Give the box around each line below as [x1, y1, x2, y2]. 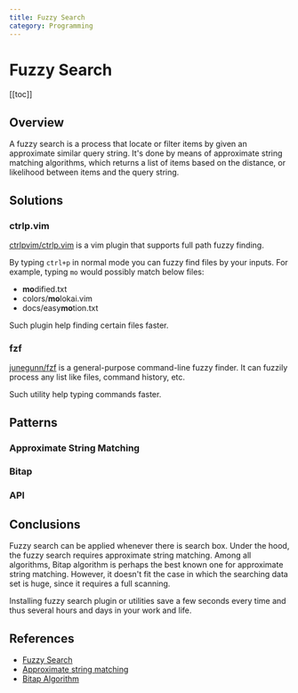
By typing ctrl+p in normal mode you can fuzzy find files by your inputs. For [9, 257, 289, 267]
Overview [9, 115, 65, 130]
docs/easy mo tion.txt [21, 302, 99, 313]
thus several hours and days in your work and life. [9, 605, 192, 616]
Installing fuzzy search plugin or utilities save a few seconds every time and [9, 596, 286, 607]
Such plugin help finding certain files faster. [9, 320, 169, 330]
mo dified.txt [21, 283, 68, 294]
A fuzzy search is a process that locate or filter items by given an [9, 139, 247, 150]
